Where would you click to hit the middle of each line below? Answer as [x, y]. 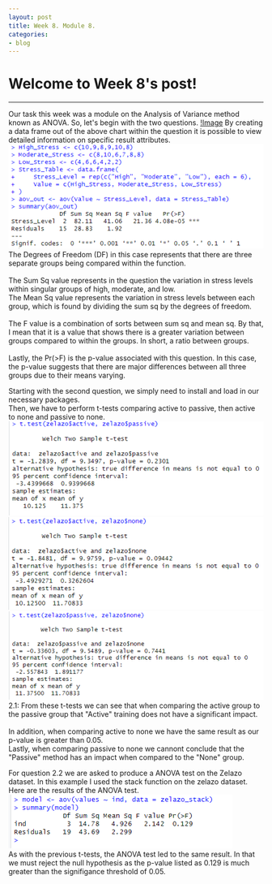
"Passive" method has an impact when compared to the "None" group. [126, 757]
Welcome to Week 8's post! [103, 84]
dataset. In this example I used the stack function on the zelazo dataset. [128, 782]
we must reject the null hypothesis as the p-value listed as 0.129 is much [129, 863]
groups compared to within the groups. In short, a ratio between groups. [129, 340]
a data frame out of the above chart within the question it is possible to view [135, 132]
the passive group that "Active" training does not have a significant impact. [133, 714]
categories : [28, 34]
